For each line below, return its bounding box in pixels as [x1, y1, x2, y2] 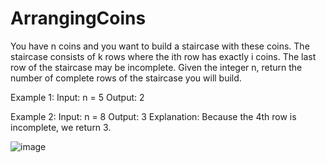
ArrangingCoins [10, 7, 147, 30]
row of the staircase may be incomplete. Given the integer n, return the [10, 61, 303, 73]
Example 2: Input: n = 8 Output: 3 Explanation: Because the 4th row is [10, 110, 297, 122]
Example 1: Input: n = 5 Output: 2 [10, 91, 145, 103]
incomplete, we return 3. [10, 121, 112, 133]
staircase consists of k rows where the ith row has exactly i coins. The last [10, 50, 317, 62]
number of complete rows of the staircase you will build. [10, 72, 242, 84]
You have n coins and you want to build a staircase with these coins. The [10, 40, 310, 52]
